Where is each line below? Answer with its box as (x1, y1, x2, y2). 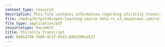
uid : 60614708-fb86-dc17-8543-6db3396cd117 (5, 35, 96, 40)
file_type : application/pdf (5, 21, 63, 26)
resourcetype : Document (5, 25, 54, 30)
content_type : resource (5, 7, 54, 12)
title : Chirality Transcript (5, 30, 65, 35)
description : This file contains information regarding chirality (5, 12, 144, 17)
